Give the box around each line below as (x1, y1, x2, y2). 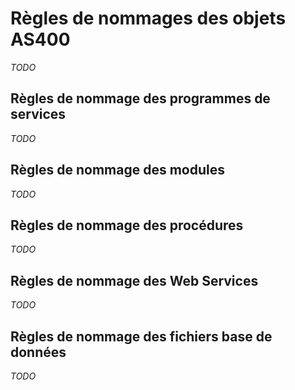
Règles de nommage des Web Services (10, 272, 259, 289)
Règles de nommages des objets (10, 7, 287, 30)
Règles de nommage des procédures (10, 217, 244, 234)
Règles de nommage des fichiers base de (10, 328, 273, 345)
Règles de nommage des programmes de (10, 90, 271, 107)
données (10, 343, 67, 361)
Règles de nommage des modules (10, 162, 225, 179)
